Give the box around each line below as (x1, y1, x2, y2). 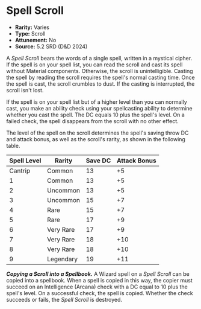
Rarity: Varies (14, 24, 50, 31)
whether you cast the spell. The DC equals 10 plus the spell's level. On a (6, 111, 185, 118)
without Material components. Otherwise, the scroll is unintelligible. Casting (6, 67, 194, 74)
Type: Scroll (14, 30, 46, 37)
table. (6, 142, 20, 149)
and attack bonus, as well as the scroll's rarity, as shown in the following (6, 135, 185, 142)
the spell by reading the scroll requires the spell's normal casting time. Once (6, 74, 195, 81)
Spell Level (9, 156, 42, 165)
